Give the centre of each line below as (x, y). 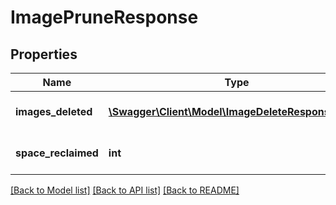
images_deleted (54, 111)
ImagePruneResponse (104, 17)
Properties (44, 54)
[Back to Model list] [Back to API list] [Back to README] (125, 190)
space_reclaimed (57, 153)
